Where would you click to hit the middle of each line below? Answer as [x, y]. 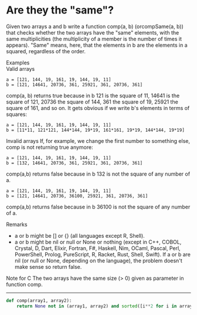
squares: [17, 114]
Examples [18, 63]
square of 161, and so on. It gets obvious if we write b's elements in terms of [98, 108]
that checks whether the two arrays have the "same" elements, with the [93, 32]
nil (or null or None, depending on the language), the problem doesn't [98, 261]
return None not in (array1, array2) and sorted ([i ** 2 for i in [97, 306]
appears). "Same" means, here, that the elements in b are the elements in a [97, 45]
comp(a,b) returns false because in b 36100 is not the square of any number [98, 207]
